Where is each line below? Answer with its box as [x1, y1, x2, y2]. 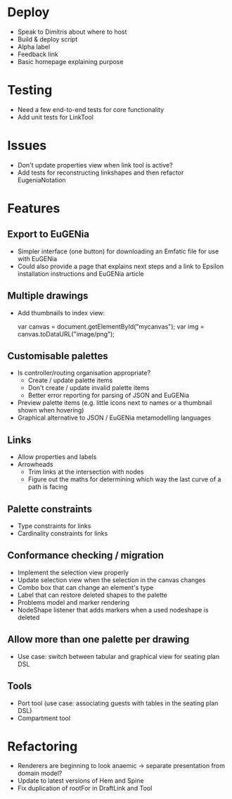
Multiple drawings [7, 290, 89, 302]
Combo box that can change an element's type [17, 583, 154, 591]
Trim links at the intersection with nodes [27, 467, 144, 476]
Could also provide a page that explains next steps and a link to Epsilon [17, 262, 224, 270]
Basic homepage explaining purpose [17, 57, 124, 65]
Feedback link [17, 50, 58, 58]
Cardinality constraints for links [17, 529, 108, 538]
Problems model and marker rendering [17, 598, 130, 606]
